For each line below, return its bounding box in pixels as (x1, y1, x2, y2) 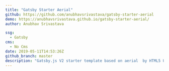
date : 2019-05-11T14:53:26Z (5, 48, 64, 54)
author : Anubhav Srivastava (5, 21, 64, 26)
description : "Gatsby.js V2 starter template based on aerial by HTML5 (5, 58, 161, 63)
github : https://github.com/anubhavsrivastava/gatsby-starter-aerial (5, 12, 154, 17)
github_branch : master (5, 53, 53, 58)
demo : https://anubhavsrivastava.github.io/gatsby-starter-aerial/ (5, 16, 150, 21)
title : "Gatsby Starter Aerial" (5, 7, 73, 12)
